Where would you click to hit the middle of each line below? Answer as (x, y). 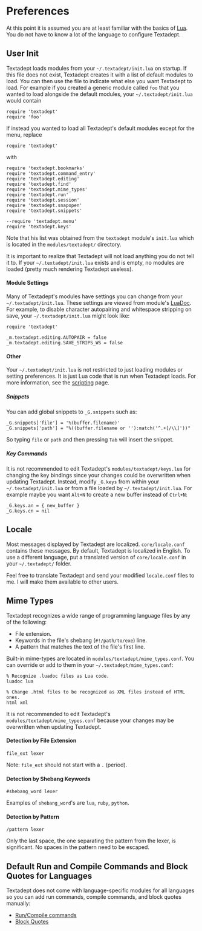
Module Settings (28, 283)
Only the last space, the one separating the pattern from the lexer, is (91, 841)
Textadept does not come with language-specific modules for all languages (100, 890)
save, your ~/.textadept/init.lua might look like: (68, 315)
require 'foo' (24, 117)
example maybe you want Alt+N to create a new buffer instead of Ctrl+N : (97, 495)
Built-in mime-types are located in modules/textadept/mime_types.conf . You (100, 658)
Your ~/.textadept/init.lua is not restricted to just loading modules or (95, 370)
